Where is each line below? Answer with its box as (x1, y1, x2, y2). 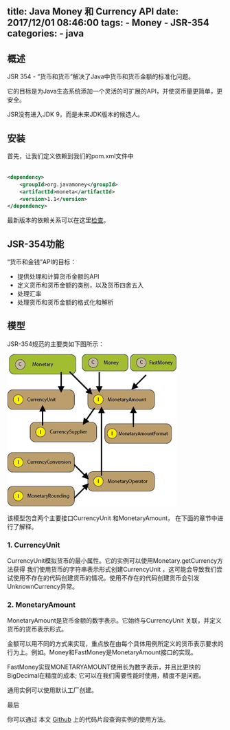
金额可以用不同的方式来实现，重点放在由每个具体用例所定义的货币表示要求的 (7, 640, 224, 648)
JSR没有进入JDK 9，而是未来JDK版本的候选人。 (7, 110, 144, 118)
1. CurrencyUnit (7, 540, 60, 550)
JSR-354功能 (7, 238, 65, 250)
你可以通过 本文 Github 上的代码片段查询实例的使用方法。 (7, 716, 170, 724)
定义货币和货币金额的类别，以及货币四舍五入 (16, 281, 144, 290)
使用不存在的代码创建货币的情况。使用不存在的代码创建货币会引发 (12, 574, 200, 582)
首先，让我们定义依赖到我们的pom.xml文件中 (7, 152, 134, 160)
